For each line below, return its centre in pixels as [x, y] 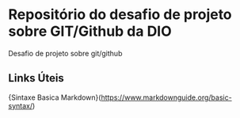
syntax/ [21, 105]
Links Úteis [36, 78]
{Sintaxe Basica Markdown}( [55, 97]
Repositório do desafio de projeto [120, 15]
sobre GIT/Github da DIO [90, 31]
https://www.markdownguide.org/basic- [166, 97]
